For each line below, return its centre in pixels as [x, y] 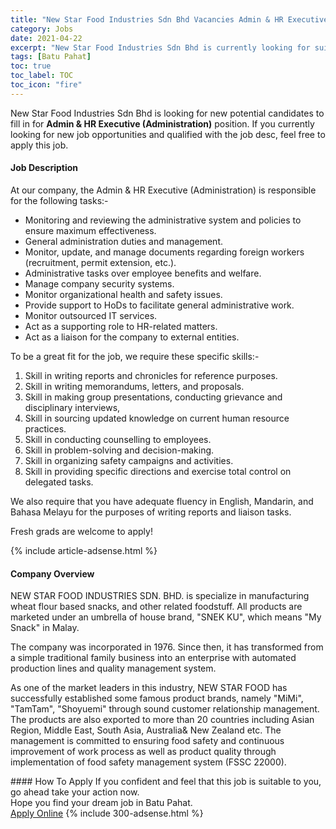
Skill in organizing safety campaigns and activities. [129, 460]
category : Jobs [42, 29]
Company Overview [52, 573]
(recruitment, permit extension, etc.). [100, 262]
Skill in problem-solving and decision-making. [119, 450]
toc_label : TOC [42, 76]
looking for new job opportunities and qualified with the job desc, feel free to [168, 134]
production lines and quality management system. [113, 668]
